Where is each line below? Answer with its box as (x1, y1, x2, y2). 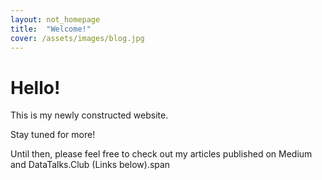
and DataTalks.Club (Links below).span (10, 159, 171, 171)
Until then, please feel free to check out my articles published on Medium (10, 148, 313, 160)
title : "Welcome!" (10, 24, 92, 34)
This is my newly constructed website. (10, 109, 169, 121)
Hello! (10, 76, 61, 99)
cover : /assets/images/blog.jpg (10, 33, 145, 43)
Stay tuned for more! (10, 129, 96, 141)
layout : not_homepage (10, 14, 101, 25)
